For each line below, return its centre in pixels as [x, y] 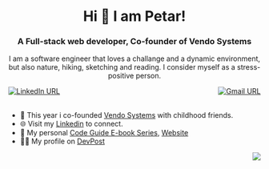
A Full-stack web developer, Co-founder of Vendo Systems [134, 42]
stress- [249, 67]
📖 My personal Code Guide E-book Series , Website [104, 133]
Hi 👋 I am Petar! [134, 16]
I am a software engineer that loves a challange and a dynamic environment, [134, 58]
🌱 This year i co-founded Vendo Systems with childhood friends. [126, 115]
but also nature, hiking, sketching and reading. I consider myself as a [122, 67]
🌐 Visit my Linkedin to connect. [71, 124]
